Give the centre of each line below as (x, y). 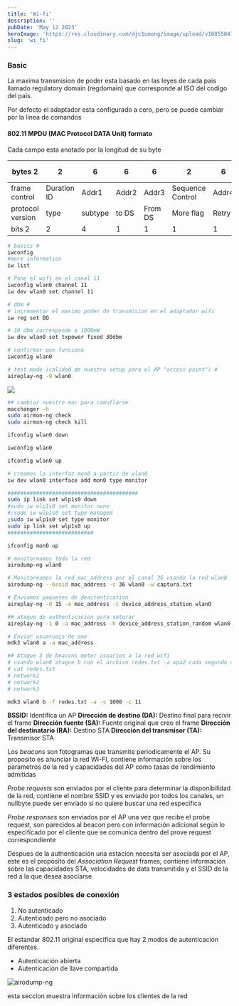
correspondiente (32, 840)
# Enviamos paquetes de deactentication (68, 597)
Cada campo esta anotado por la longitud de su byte (84, 150)
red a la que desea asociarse (50, 876)
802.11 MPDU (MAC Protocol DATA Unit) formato (80, 134)
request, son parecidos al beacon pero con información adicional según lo (116, 825)
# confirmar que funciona (46, 350)
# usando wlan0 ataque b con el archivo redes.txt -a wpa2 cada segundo (117, 663)
